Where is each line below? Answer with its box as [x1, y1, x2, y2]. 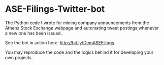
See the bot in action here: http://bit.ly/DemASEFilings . [5, 39, 116, 45]
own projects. [5, 54, 33, 60]
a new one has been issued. [5, 30, 62, 36]
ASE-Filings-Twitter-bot [5, 3, 105, 15]
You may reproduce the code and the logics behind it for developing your [5, 49, 154, 55]
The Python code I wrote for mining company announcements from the [5, 20, 149, 26]
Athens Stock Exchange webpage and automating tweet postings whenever [5, 25, 159, 31]
